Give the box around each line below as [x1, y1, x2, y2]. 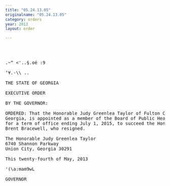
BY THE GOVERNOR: [5, 100, 48, 106]
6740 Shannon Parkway [5, 141, 59, 147]
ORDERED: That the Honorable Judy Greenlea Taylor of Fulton [5, 110, 160, 117]
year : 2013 [5, 21, 28, 27]
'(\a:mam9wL [5, 166, 35, 172]
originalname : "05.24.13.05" [5, 12, 67, 17]
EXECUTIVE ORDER [5, 90, 46, 96]
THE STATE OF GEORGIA [5, 80, 59, 86]
